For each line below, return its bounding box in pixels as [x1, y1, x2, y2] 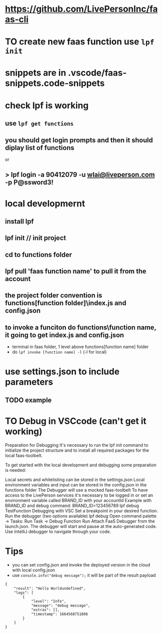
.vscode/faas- [68, 67, 127, 78]
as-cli [5, 14, 29, 25]
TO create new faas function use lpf [5, 36, 155, 47]
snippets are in [5, 67, 67, 78]
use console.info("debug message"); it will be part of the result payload [12, 572, 156, 578]
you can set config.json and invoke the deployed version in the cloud [12, 562, 150, 568]
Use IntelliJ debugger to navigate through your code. [5, 528, 111, 534]
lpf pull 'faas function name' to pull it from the [5, 267, 146, 276]
